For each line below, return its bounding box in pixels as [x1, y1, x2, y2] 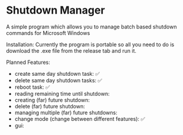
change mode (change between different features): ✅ [14, 115, 146, 122]
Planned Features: [6, 59, 50, 66]
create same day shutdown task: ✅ [14, 70, 100, 77]
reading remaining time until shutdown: [14, 90, 110, 97]
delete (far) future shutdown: [14, 102, 86, 110]
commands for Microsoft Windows [6, 29, 90, 36]
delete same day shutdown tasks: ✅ [14, 76, 102, 83]
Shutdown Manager [6, 4, 105, 17]
